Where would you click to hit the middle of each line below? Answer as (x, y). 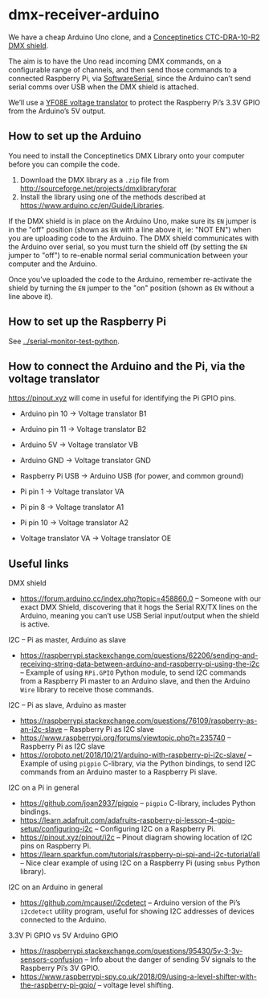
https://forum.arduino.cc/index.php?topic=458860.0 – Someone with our (140, 599)
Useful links (39, 563)
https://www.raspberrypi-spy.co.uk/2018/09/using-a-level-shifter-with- (138, 977)
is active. (35, 624)
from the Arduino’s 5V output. (57, 111)
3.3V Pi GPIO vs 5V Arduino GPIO (63, 935)
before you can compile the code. (64, 164)
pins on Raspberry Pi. (55, 846)
